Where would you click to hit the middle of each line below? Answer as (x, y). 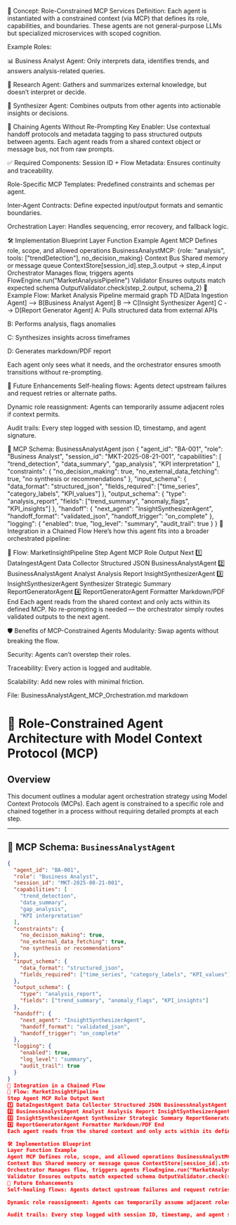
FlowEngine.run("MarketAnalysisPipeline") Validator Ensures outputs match (117, 280)
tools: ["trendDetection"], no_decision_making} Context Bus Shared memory (118, 258)
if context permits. (34, 414)
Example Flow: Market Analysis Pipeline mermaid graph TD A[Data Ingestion (118, 295)
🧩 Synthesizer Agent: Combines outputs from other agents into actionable (114, 106)
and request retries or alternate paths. (62, 393)
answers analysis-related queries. (56, 71)
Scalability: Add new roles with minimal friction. (76, 682)
